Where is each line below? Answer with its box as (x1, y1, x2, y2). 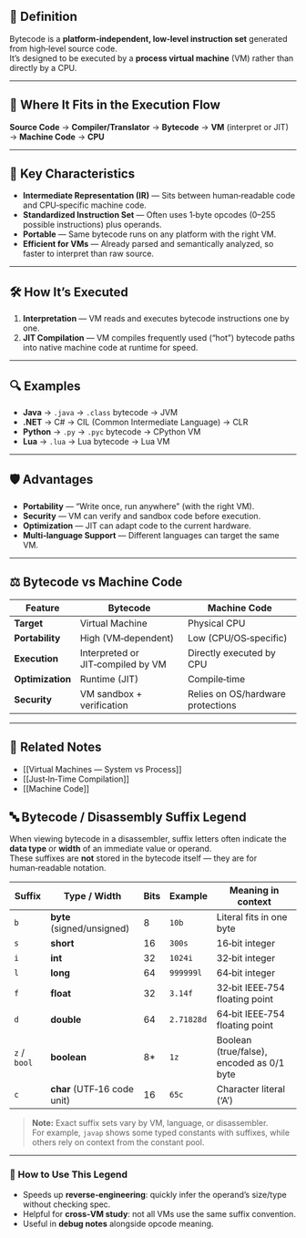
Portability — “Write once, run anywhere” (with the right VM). (22, 500, 255, 511)
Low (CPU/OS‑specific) (188, 631, 288, 644)
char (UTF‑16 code (49, 1083, 135, 1096)
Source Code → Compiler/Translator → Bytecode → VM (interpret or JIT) (9, 121, 289, 132)
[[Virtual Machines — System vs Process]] (22, 763, 182, 774)
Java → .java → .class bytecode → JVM (22, 407, 178, 418)
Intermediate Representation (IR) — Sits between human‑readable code (22, 190, 296, 201)
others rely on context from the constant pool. (31, 1137, 205, 1148)
